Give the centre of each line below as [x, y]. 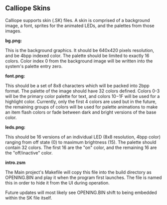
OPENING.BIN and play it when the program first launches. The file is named [83, 177]
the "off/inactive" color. [29, 152]
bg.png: [14, 40]
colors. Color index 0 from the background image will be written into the [79, 61]
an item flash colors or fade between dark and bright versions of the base [81, 112]
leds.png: [15, 127]
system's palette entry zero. [34, 66]
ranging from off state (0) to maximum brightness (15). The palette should [81, 142]
